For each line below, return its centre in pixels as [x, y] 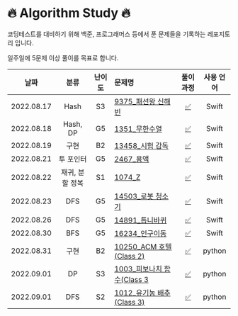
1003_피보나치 [138, 269]
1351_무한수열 [138, 129]
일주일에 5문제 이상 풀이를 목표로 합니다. [63, 57]
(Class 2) [130, 256]
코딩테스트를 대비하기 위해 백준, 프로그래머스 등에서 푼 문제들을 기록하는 [107, 34]
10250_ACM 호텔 [143, 247]
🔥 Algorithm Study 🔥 [69, 13]
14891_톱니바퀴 [141, 220]
